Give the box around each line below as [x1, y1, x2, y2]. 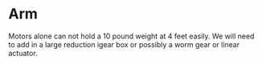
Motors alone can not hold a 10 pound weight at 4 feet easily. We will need [8, 31, 255, 41]
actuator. [8, 48, 38, 58]
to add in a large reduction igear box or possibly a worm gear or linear [8, 39, 239, 49]
